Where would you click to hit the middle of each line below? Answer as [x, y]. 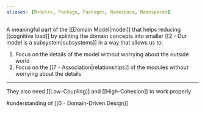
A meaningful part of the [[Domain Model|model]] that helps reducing [94, 29]
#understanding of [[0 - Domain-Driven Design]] [67, 103]
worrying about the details [48, 73]
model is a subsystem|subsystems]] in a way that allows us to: [85, 42]
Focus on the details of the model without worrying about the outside [102, 54]
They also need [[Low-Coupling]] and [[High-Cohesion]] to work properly [99, 91]
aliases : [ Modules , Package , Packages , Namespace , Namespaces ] [88, 12]
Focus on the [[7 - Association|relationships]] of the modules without [102, 67]
